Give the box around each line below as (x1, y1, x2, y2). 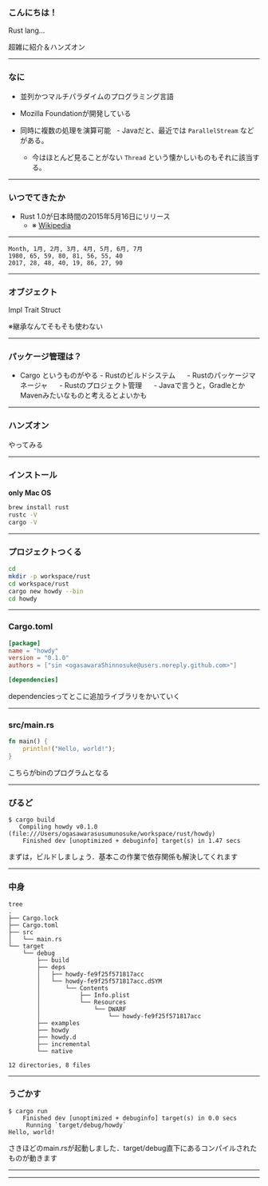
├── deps (37, 963, 66, 971)
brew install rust (8, 504, 69, 512)
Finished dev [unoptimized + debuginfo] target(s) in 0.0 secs (22, 1114, 238, 1122)
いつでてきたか (8, 192, 66, 203)
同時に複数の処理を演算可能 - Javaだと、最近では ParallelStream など (19, 126, 254, 135)
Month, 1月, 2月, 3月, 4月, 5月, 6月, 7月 (8, 245, 144, 253)
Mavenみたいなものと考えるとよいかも (19, 390, 148, 401)
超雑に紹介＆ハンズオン (8, 42, 85, 52)
